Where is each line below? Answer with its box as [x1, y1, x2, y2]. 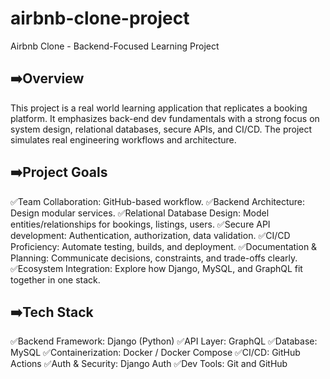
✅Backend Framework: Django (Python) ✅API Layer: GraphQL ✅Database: [10, 335, 318, 347]
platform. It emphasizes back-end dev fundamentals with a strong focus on [10, 112, 320, 124]
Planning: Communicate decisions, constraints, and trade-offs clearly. [10, 252, 298, 264]
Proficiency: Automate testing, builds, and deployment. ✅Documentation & [10, 240, 318, 252]
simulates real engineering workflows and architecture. [10, 133, 237, 146]
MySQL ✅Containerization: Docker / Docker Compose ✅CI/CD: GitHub [10, 347, 301, 359]
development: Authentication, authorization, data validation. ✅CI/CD [10, 229, 291, 241]
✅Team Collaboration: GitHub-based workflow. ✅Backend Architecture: [10, 195, 305, 207]
